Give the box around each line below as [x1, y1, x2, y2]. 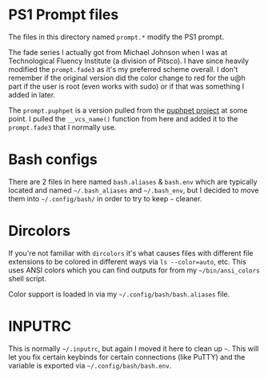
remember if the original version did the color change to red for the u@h [8, 73, 246, 82]
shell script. [8, 273, 46, 283]
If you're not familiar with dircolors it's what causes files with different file [8, 248, 254, 257]
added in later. [8, 90, 56, 99]
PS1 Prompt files [8, 6, 119, 24]
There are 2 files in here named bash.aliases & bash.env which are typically [8, 177, 258, 186]
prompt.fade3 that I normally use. [8, 122, 117, 132]
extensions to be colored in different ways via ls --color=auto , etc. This [8, 257, 246, 266]
